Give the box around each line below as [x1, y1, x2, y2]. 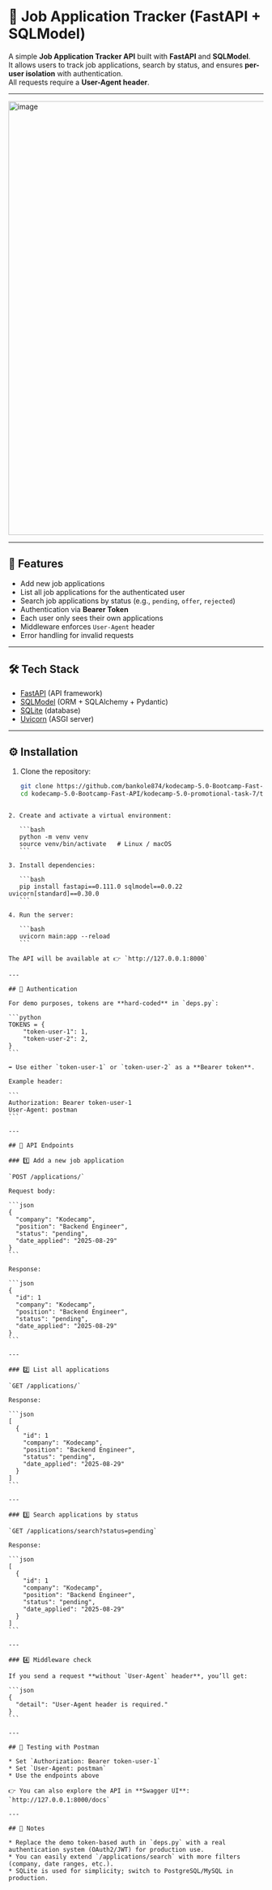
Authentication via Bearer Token [19, 604, 129, 614]
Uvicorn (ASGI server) [19, 714, 95, 723]
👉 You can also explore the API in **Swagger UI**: [8, 1787, 190, 1795]
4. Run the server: [8, 911, 74, 920]
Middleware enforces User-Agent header [19, 621, 155, 632]
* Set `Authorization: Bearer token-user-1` [8, 1758, 161, 1766]
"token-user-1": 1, [23, 1028, 89, 1036]
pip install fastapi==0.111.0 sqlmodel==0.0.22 [19, 882, 183, 891]
